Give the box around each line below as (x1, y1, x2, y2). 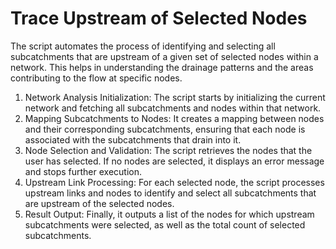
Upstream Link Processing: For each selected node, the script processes (24, 176, 325, 188)
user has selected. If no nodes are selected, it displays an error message (24, 155, 325, 167)
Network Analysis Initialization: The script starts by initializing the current (24, 91, 326, 103)
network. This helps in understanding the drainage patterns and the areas (10, 61, 314, 73)
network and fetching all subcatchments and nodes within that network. (24, 102, 322, 114)
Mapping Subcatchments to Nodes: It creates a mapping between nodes (24, 112, 325, 124)
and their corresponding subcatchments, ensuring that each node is (24, 123, 306, 135)
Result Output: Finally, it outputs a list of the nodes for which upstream (24, 208, 315, 220)
